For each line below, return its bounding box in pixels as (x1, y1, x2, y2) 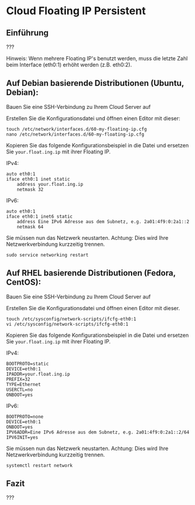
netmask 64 (17, 224, 44, 230)
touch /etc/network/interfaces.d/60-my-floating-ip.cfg (6, 126, 147, 132)
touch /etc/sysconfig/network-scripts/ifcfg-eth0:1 (6, 316, 136, 322)
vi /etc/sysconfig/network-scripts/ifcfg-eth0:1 (6, 321, 129, 327)
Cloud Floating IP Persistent (6, 4, 146, 18)
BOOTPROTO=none (6, 413, 44, 420)
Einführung (6, 28, 49, 38)
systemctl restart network (6, 462, 73, 468)
